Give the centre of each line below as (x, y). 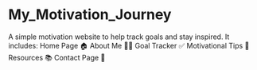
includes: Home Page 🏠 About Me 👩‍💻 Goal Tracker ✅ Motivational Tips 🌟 (129, 45)
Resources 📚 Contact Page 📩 (57, 57)
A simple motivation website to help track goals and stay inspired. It (119, 37)
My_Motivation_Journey (90, 15)
